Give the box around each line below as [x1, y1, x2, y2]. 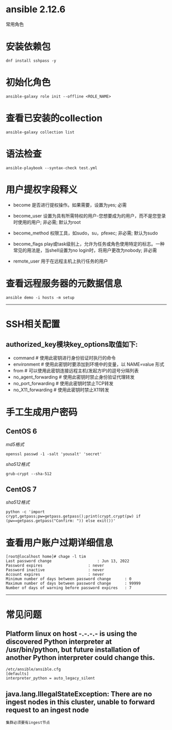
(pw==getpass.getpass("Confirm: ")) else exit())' [6, 519, 116, 524]
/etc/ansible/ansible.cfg [6, 667, 61, 672]
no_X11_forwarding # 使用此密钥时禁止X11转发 [13, 387, 109, 393]
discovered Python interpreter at [6, 637, 112, 646]
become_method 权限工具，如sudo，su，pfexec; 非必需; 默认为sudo [13, 230, 158, 236]
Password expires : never [6, 563, 104, 568]
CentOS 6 [6, 427, 37, 436]
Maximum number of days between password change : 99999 [6, 581, 141, 586]
